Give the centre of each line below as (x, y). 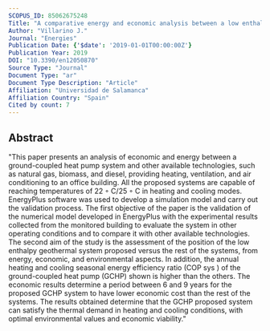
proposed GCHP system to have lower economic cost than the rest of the (129, 293)
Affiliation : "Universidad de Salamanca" (79, 90)
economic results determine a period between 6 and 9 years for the (121, 285)
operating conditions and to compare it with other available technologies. (129, 233)
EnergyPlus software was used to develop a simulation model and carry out (133, 199)
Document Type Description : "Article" (73, 83)
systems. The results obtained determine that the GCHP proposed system (131, 301)
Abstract (31, 137)
